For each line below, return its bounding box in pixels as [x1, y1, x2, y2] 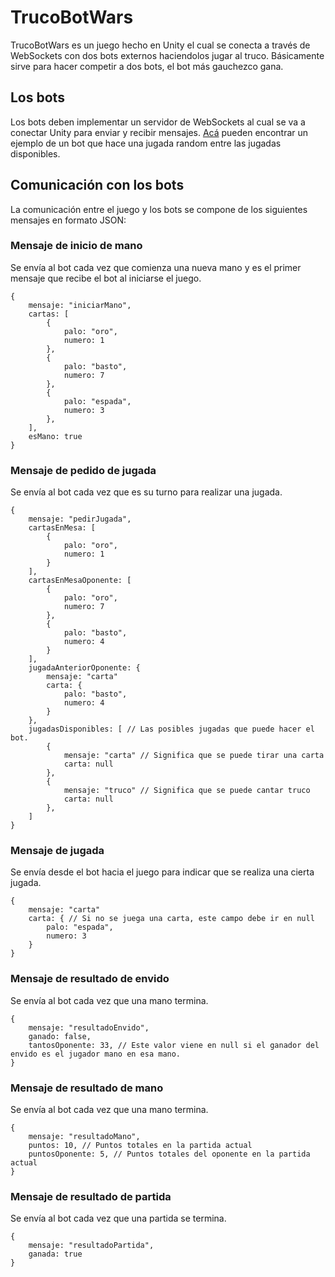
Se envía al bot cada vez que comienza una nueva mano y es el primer [10, 261, 302, 273]
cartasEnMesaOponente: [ [28, 576, 132, 586]
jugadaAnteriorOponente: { [28, 663, 141, 673]
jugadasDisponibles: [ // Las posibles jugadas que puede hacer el [28, 724, 315, 735]
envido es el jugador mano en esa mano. [10, 1049, 182, 1059]
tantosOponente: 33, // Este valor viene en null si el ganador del [28, 1040, 320, 1050]
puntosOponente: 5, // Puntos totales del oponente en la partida [28, 1149, 311, 1160]
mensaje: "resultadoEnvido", [28, 1022, 150, 1033]
